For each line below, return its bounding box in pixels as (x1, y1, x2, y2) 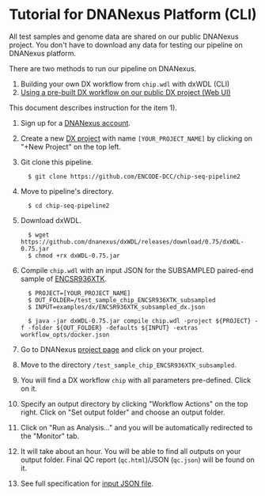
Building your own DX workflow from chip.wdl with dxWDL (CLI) (20, 79, 230, 89)
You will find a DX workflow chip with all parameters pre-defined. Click (20, 375, 252, 384)
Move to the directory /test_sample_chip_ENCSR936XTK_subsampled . (20, 360, 237, 369)
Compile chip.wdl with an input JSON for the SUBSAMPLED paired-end (20, 265, 254, 275)
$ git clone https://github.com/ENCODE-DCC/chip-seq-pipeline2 (28, 172, 240, 180)
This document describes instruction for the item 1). (9, 103, 177, 112)
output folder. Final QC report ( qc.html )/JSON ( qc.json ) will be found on (20, 455, 256, 464)
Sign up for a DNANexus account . (20, 118, 131, 127)
